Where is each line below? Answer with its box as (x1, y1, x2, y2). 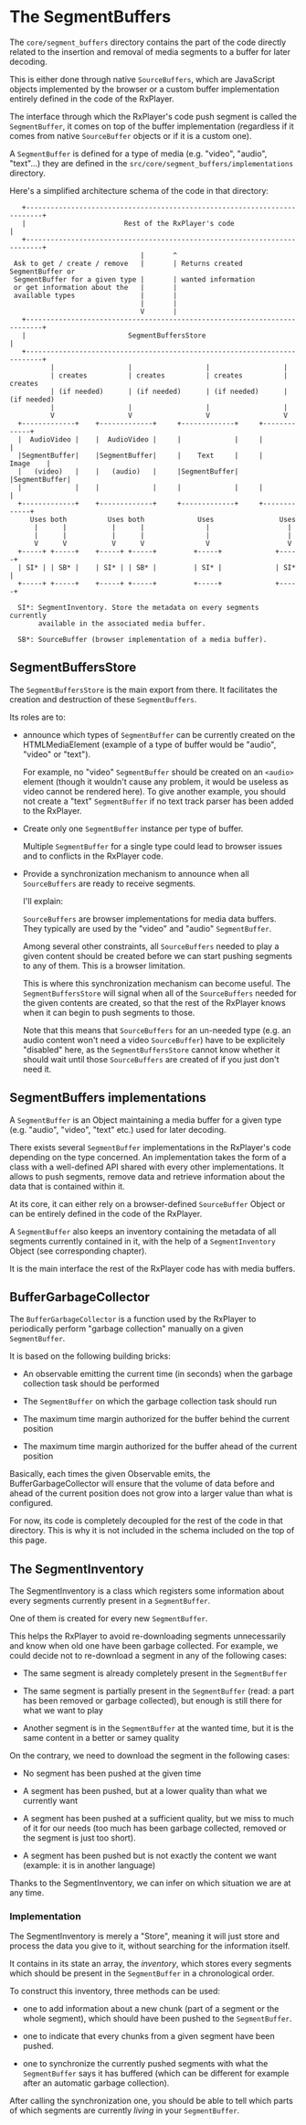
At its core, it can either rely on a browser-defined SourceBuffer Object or (9, 1198, 286, 1209)
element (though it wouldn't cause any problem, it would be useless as (22, 775, 290, 787)
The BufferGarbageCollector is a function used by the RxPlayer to (9, 1314, 257, 1325)
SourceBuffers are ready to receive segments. (22, 878, 196, 889)
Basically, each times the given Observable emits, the (9, 1468, 211, 1479)
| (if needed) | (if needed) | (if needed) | (49, 387, 288, 396)
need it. (22, 1063, 52, 1074)
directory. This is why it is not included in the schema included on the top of (9, 1525, 295, 1536)
